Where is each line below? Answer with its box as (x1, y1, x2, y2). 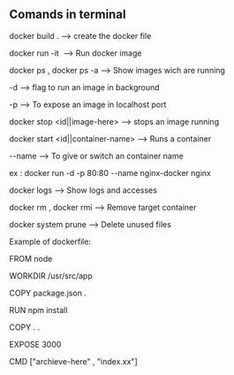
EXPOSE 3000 (9, 339, 62, 349)
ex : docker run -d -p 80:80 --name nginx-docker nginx (9, 167, 212, 178)
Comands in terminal (9, 7, 126, 22)
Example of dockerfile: (9, 236, 91, 247)
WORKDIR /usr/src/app (9, 270, 93, 281)
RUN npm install (9, 304, 68, 315)
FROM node (9, 253, 53, 264)
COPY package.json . (9, 287, 87, 298)
